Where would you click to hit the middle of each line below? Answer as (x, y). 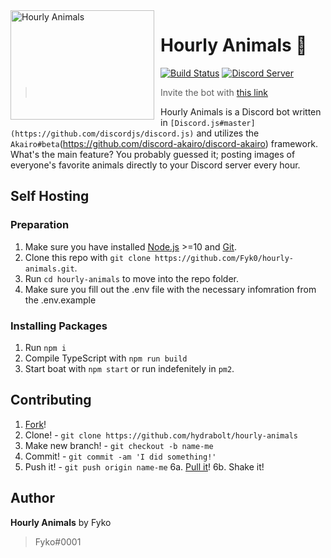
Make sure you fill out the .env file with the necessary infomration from (170, 289)
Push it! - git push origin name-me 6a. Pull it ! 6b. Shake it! (144, 466)
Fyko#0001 (58, 541)
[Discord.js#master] (212, 123)
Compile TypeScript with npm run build (106, 358)
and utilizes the (228, 133)
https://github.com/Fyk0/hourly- (224, 258)
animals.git (49, 269)
